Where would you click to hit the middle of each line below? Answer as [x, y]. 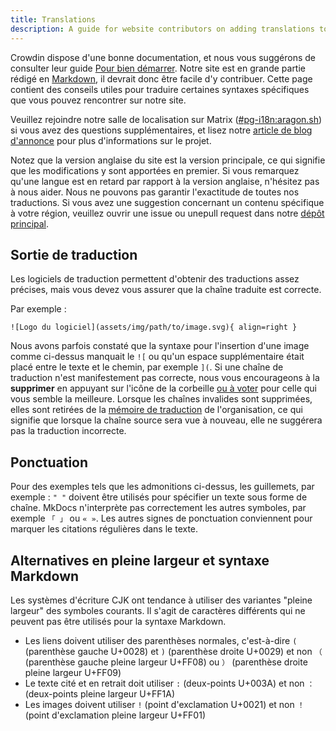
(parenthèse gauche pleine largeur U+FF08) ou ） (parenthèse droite [166, 662]
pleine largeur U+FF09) [73, 672]
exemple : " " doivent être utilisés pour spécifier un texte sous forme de [159, 497]
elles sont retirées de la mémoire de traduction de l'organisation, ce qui [156, 410]
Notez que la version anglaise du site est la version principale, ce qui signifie [168, 160]
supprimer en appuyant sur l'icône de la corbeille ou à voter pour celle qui [163, 388]
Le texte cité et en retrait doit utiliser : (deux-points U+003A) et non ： [169, 683]
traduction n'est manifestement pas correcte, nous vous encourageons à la [165, 378]
